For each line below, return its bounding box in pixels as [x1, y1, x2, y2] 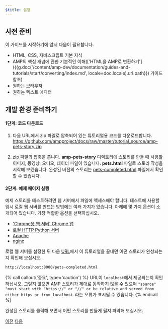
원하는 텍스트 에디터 [12, 89, 52, 95]
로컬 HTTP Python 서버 [12, 227, 59, 233]
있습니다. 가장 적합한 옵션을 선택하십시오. [18, 210, 100, 216]
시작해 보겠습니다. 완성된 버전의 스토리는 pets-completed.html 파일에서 [12, 167, 154, 173]
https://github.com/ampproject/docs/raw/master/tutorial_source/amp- [12, 138, 158, 144]
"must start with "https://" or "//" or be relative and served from [5, 287, 154, 292]
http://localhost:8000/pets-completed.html [5, 265, 98, 270]
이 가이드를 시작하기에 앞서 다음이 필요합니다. [5, 41, 94, 48]
